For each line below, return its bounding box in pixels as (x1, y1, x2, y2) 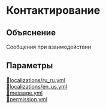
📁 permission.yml (6, 95, 48, 102)
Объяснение (6, 28, 56, 38)
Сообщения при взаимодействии (6, 43, 92, 50)
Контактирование (6, 4, 101, 17)
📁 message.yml (6, 89, 43, 96)
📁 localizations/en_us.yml (6, 83, 68, 90)
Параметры (6, 60, 53, 71)
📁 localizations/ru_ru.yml (6, 76, 66, 84)
